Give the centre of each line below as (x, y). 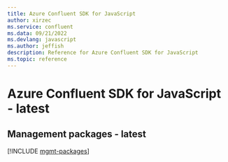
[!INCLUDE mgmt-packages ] (48, 151)
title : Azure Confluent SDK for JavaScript (72, 14)
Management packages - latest (77, 134)
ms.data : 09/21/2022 (37, 33)
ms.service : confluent (40, 27)
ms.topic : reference (37, 59)
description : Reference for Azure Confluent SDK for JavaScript (103, 53)
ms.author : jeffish (36, 46)
